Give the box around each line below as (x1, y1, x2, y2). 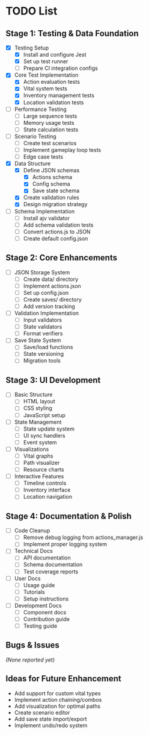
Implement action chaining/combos (14, 696, 102, 703)
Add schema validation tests (23, 221, 94, 229)
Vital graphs (23, 452, 53, 459)
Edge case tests (23, 153, 64, 160)
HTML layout (23, 398, 55, 405)
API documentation (23, 554, 71, 561)
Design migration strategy (23, 201, 88, 208)
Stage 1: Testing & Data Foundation (5, 28, 139, 39)
